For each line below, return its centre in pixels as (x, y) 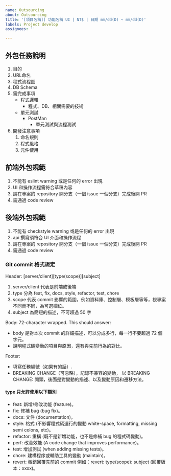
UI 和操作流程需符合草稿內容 (42, 187)
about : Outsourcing (26, 15)
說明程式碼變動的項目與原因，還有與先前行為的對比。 (69, 346)
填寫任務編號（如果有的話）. (42, 367)
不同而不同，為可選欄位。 (40, 306)
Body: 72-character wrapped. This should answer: (58, 322)
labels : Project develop (32, 24)
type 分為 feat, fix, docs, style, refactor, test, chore (66, 293)
